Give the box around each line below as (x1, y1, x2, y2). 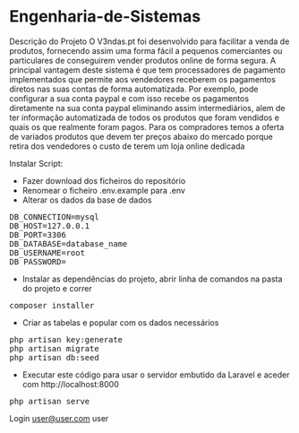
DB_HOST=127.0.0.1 (9, 221, 90, 230)
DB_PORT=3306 (9, 229, 67, 239)
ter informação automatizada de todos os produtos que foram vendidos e (9, 112, 280, 123)
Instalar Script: (9, 158, 64, 169)
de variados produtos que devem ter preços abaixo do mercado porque (9, 131, 273, 142)
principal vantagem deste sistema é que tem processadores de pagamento (9, 65, 286, 75)
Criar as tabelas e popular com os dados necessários (21, 316, 219, 328)
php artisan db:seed (9, 352, 100, 362)
